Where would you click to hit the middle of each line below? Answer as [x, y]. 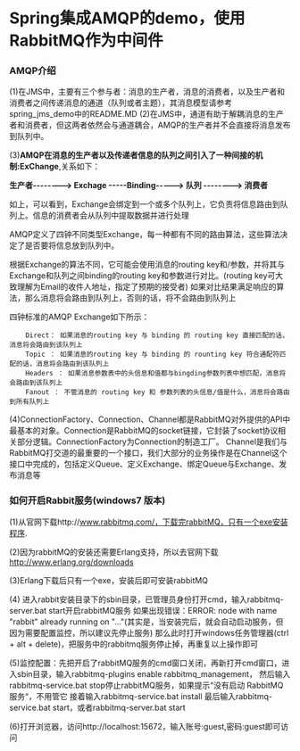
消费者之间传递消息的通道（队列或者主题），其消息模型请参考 [121, 103]
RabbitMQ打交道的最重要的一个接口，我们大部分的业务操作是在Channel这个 [148, 453]
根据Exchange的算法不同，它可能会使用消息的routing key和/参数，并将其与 [147, 265]
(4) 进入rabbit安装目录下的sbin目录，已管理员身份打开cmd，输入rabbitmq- [146, 599]
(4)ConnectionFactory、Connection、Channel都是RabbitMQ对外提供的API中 [150, 419]
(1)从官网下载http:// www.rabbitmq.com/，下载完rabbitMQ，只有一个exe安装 [149, 522]
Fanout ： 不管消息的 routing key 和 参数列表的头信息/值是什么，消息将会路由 [158, 392]
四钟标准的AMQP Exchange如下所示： [79, 317]
